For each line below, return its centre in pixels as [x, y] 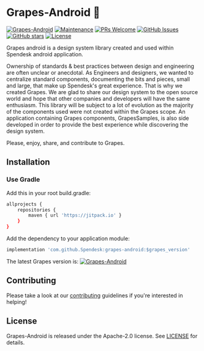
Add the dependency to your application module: [68, 238]
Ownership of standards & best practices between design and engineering [100, 66]
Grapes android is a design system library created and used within [90, 48]
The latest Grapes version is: [43, 261]
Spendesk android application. [45, 54]
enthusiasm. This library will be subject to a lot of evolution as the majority [100, 105]
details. [16, 342]
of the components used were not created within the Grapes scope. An [96, 111]
